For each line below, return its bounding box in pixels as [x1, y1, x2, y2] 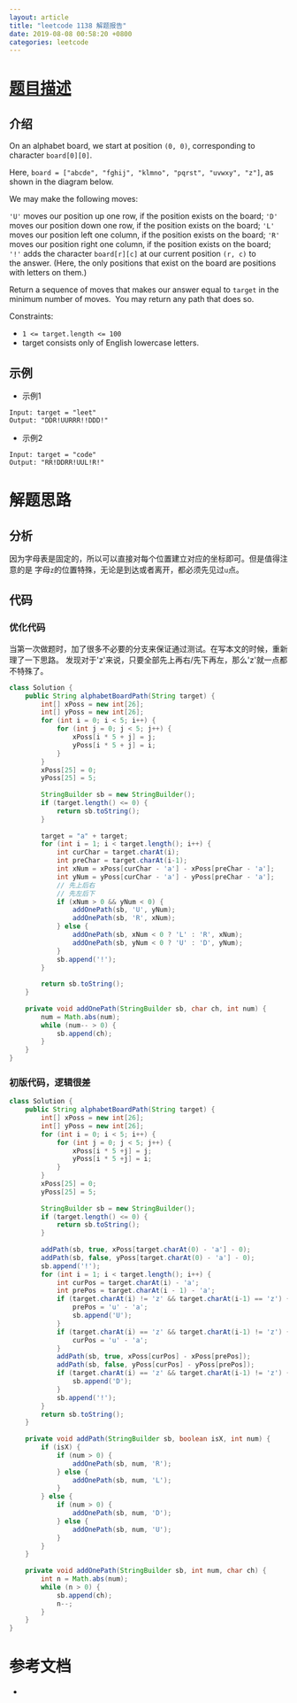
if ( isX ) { [41, 1443, 81, 1452]
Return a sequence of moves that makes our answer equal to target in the [9, 284, 279, 295]
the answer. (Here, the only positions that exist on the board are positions [9, 258, 277, 268]
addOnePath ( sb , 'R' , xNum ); [72, 914, 176, 923]
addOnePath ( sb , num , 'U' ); [72, 1525, 172, 1534]
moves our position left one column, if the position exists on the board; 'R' [9, 229, 280, 240]
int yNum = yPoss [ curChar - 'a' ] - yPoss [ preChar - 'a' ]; [56, 872, 275, 881]
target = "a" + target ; [41, 832, 128, 840]
